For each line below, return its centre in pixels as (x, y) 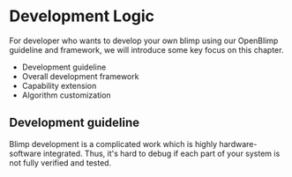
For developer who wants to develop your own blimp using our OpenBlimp (144, 41)
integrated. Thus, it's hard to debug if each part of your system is (161, 153)
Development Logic (82, 16)
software (25, 153)
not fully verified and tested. (60, 162)
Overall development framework (80, 76)
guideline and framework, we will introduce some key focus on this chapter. (146, 49)
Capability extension (59, 85)
